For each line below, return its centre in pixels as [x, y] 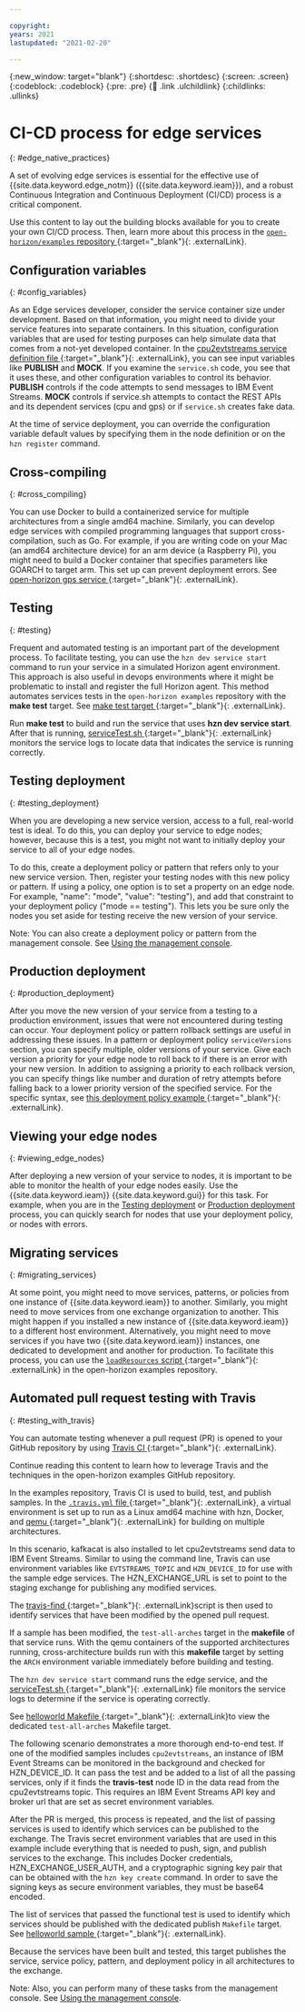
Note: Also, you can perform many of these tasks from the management [144, 1988]
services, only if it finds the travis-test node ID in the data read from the [144, 1782]
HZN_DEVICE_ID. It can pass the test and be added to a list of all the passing [152, 1773]
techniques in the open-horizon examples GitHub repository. [123, 1475]
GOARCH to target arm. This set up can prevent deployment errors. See [143, 569]
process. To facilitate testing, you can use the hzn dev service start [138, 657]
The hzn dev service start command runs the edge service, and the [138, 1679]
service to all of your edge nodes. [72, 849]
